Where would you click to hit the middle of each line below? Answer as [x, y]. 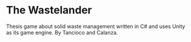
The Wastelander [49, 10]
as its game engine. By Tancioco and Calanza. [62, 32]
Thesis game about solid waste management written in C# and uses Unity [96, 26]
